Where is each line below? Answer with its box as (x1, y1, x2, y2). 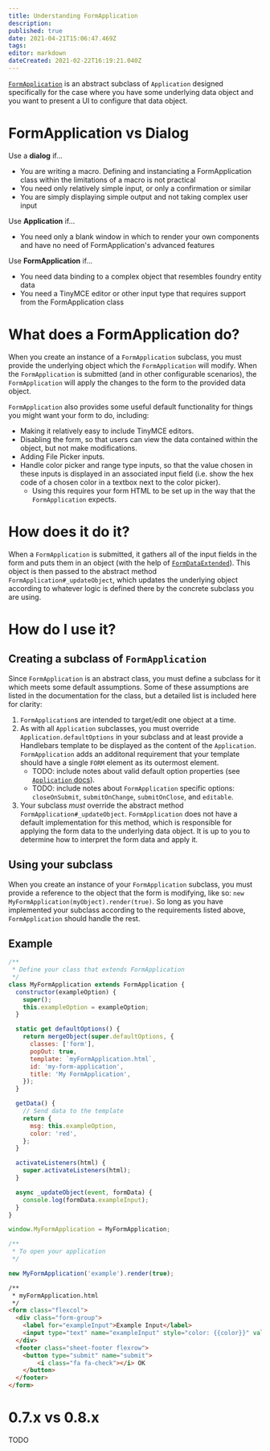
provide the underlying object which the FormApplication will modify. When (8, 360, 257, 370)
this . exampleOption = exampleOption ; (22, 1003, 149, 1011)
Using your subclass (8, 858, 113, 872)
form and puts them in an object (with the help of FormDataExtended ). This (8, 557, 251, 568)
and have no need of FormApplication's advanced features (19, 240, 215, 250)
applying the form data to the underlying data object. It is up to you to (19, 826, 251, 836)
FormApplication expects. (31, 494, 117, 504)
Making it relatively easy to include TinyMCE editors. (19, 426, 194, 436)
